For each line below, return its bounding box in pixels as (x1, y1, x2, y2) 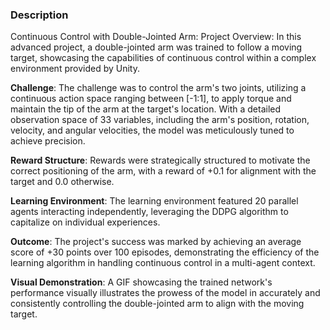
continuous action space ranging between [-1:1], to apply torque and (10, 93, 292, 105)
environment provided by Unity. (10, 63, 140, 75)
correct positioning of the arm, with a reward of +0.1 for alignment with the (10, 165, 317, 177)
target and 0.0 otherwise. (10, 176, 115, 188)
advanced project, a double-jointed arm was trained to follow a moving (10, 41, 303, 53)
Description (10, 8, 69, 22)
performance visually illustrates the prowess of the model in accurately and (10, 287, 321, 299)
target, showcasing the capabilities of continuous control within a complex (10, 52, 317, 64)
